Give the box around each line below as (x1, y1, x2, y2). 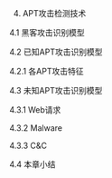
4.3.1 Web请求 (9, 104, 61, 115)
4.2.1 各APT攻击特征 (9, 66, 84, 76)
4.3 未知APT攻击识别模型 (9, 85, 103, 95)
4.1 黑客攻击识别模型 (9, 27, 86, 38)
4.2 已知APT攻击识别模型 (9, 46, 103, 57)
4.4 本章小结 (9, 159, 56, 170)
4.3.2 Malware (9, 123, 63, 133)
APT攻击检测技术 (22, 8, 87, 18)
